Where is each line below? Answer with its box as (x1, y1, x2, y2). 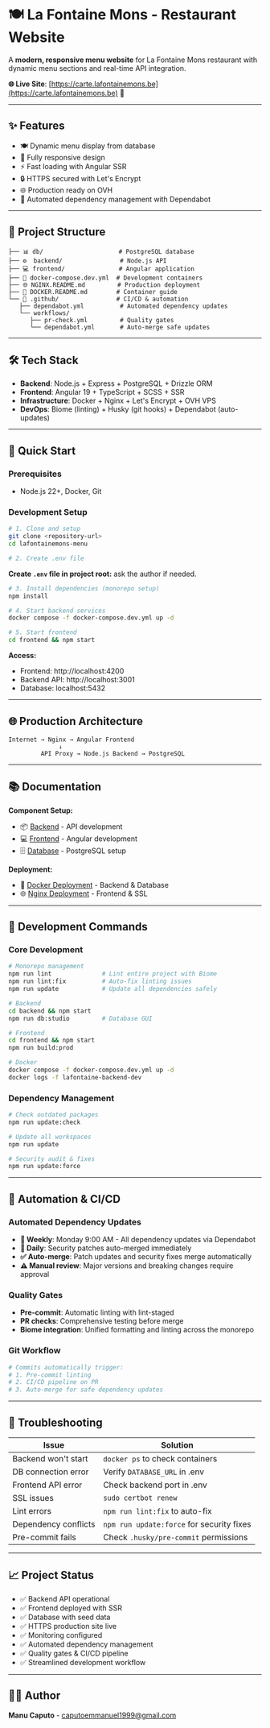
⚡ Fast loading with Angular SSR (19, 161, 127, 171)
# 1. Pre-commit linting (8, 1370, 92, 1379)
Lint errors (12, 1505, 52, 1516)
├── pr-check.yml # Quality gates (29, 316, 174, 324)
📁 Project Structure (8, 226, 106, 239)
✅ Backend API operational (19, 1593, 110, 1603)
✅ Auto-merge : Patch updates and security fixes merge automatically (19, 1252, 252, 1262)
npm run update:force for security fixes (103, 1519, 252, 1530)
